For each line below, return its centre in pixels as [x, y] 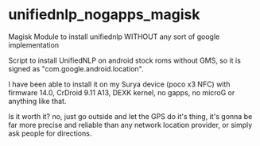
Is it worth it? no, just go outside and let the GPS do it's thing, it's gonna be [130, 116]
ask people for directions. [50, 133]
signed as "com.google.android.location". [76, 68]
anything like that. [37, 101]
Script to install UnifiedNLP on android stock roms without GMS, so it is [124, 60]
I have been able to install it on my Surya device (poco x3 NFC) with [119, 84]
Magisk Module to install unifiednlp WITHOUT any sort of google [114, 36]
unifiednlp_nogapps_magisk [104, 15]
